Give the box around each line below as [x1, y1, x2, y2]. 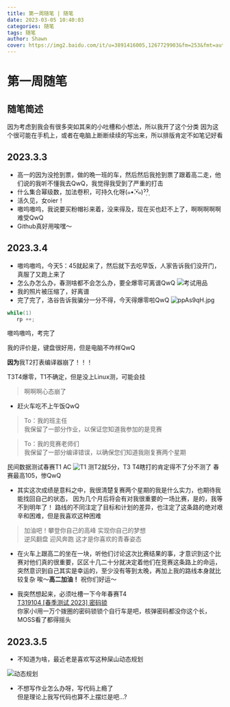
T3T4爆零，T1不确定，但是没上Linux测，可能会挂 [7, 373, 146, 381]
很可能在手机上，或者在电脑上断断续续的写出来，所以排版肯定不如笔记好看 [12, 131, 223, 139]
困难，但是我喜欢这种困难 [29, 512, 101, 520]
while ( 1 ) [7, 310, 32, 316]
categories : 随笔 [7, 23, 55, 30]
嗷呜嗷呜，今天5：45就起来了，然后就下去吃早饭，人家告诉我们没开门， [16, 262, 220, 270]
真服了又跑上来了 [16, 270, 66, 278]
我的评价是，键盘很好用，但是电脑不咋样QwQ [7, 344, 136, 352]
